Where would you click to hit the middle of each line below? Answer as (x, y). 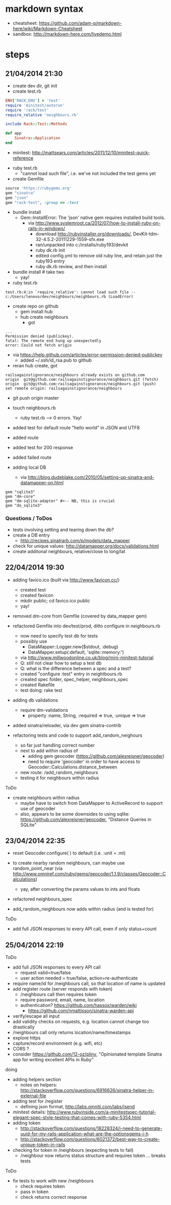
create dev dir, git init (35, 85)
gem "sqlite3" (20, 492)
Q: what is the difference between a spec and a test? (76, 668)
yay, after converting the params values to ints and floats (80, 889)
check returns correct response (54, 1197)
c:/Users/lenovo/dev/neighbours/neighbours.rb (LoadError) (69, 297)
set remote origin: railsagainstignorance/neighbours (64, 389)
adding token (27, 1123)
